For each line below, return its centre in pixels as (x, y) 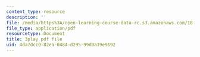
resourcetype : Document (36, 34)
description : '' (26, 17)
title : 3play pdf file (34, 39)
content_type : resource (36, 12)
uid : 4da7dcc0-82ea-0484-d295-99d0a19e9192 (61, 45)
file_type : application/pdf (41, 28)
